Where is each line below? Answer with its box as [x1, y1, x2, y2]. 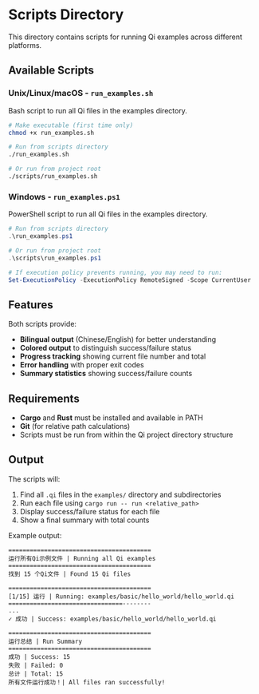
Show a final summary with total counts [19, 515, 150, 525]
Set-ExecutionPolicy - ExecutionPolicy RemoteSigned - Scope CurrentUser [8, 276, 251, 284]
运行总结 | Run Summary [8, 637, 82, 645]
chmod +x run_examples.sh [8, 129, 94, 137]
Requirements [8, 391, 80, 405]
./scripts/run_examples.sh [8, 173, 98, 180]
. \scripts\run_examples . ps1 [8, 254, 102, 262]
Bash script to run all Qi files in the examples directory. [8, 105, 187, 115]
